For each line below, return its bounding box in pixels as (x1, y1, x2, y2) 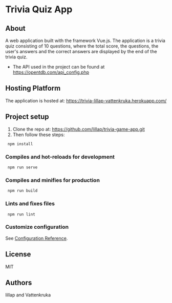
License (5, 250, 31, 259)
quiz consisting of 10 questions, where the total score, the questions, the (5, 43, 159, 49)
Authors (5, 278, 32, 287)
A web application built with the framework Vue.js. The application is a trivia (5, 37, 165, 44)
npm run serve (7, 165, 38, 170)
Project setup (5, 113, 50, 121)
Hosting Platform (5, 84, 61, 93)
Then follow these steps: (12, 132, 65, 138)
